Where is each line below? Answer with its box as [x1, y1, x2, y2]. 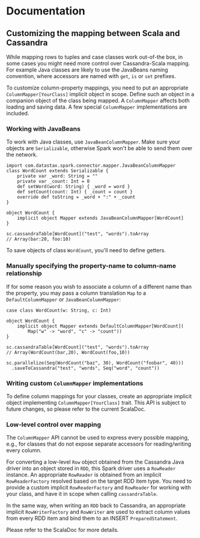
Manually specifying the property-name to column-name [6, 262, 176, 270]
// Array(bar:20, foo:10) [6, 236, 71, 243]
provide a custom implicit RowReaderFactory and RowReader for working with [6, 484, 191, 491]
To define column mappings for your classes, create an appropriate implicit [6, 392, 192, 400]
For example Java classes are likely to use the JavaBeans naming [6, 66, 168, 73]
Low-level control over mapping [6, 420, 102, 429]
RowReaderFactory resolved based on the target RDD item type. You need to [6, 477, 192, 485]
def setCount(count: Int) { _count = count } [17, 189, 133, 195]
